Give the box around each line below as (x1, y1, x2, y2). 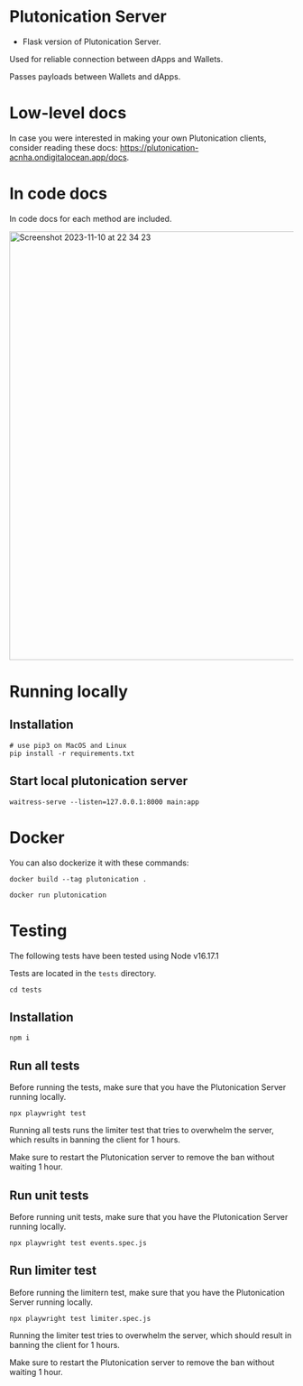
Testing (9, 920, 68, 940)
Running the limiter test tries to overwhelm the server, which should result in (9, 1329, 292, 1341)
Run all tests (9, 1058, 80, 1073)
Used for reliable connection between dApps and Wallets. (9, 53, 224, 64)
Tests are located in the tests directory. (9, 967, 157, 978)
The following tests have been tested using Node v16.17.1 (9, 950, 219, 961)
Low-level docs (9, 103, 127, 124)
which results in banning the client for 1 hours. (9, 1134, 180, 1145)
